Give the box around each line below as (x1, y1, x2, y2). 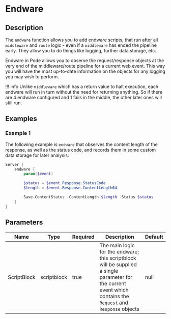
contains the (99, 293, 129, 300)
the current (99, 280, 126, 287)
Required (72, 233, 95, 240)
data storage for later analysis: (5, 152, 69, 158)
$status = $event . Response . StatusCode (23, 181, 106, 186)
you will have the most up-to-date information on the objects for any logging (5, 68, 165, 74)
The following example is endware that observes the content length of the (5, 141, 158, 148)
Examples (5, 114, 37, 123)
